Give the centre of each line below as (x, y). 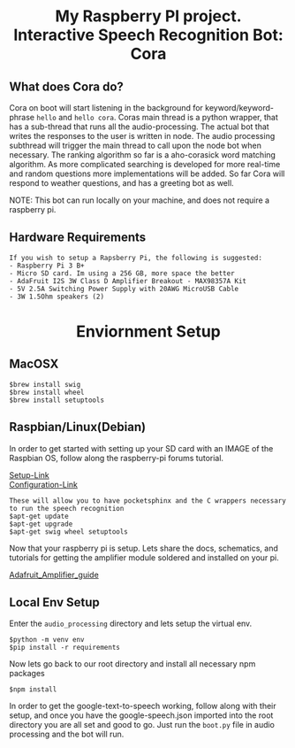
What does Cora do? (66, 86)
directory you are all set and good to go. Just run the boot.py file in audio (142, 725)
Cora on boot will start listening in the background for (106, 108)
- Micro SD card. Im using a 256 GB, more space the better (122, 273)
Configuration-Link (43, 484)
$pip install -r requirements (65, 648)
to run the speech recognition (67, 508)
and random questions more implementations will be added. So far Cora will (147, 174)
